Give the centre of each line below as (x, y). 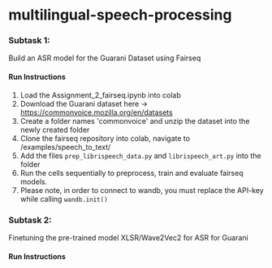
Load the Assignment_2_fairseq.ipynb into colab (100, 94)
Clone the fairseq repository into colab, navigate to (105, 138)
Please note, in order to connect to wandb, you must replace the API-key (142, 190)
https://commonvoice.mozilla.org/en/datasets (96, 112)
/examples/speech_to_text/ (65, 147)
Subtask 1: (29, 41)
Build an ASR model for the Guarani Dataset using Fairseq (105, 58)
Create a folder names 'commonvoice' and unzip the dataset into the (135, 121)
